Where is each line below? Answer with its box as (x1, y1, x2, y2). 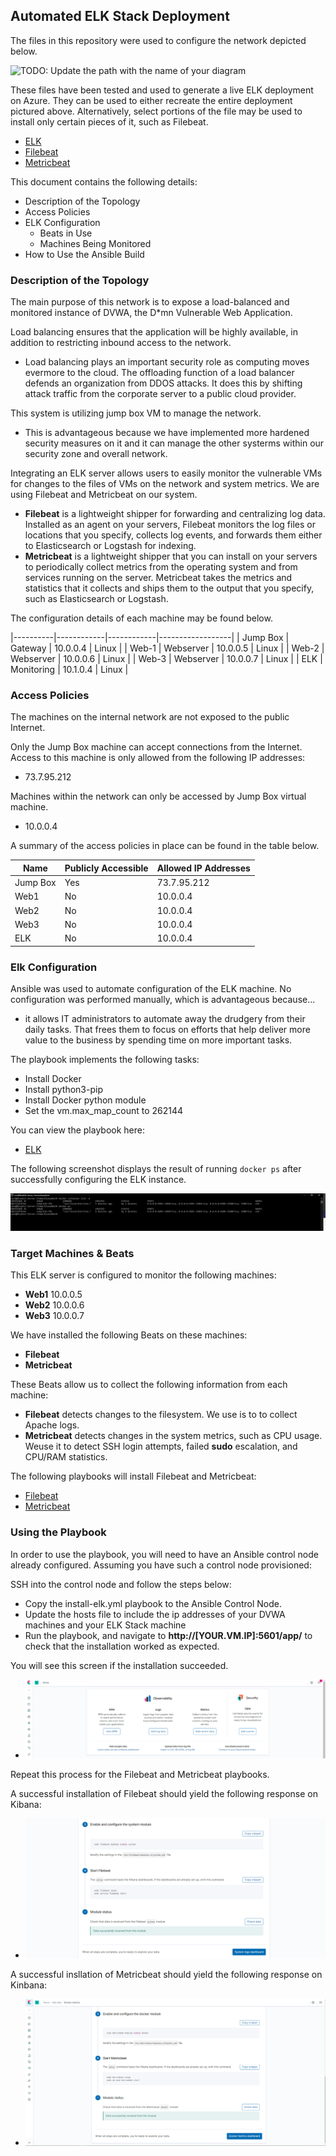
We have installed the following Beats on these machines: (10, 1329, 248, 1341)
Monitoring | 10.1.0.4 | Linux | (10, 664, 129, 676)
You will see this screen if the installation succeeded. (10, 1659, 229, 1671)
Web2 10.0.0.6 (24, 1299, 85, 1311)
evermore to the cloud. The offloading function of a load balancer (24, 367, 295, 379)
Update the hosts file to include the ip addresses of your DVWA (24, 1608, 286, 1620)
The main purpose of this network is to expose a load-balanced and (10, 296, 290, 308)
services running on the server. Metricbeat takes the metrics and (24, 572, 293, 584)
